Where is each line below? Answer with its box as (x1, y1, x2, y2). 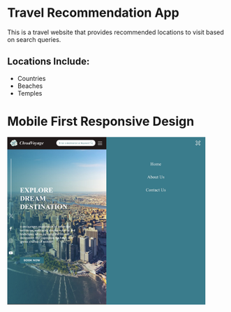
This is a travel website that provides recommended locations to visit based (7, 28, 225, 36)
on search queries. (7, 35, 61, 43)
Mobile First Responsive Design (7, 113, 195, 129)
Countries (17, 74, 46, 82)
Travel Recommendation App (7, 5, 179, 21)
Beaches (17, 82, 43, 90)
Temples (17, 89, 43, 97)
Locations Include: (7, 56, 90, 68)
